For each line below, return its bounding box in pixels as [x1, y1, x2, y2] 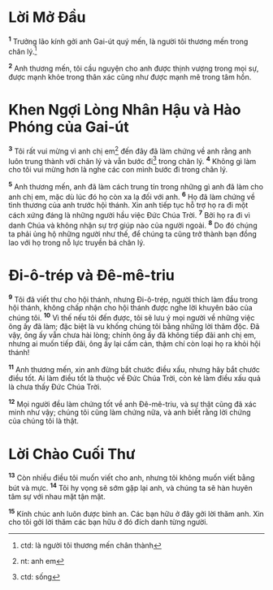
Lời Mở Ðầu [8, 8, 86, 27]
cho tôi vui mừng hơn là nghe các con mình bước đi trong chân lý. [8, 165, 228, 175]
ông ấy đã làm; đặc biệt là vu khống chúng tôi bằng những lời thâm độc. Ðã [8, 322, 260, 332]
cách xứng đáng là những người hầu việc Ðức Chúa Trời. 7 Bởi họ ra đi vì [8, 209, 250, 220]
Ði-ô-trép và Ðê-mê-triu [8, 266, 175, 284]
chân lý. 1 [8, 45, 37, 56]
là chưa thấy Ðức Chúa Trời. [8, 382, 102, 392]
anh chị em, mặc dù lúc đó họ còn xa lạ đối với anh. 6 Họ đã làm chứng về [8, 190, 256, 202]
